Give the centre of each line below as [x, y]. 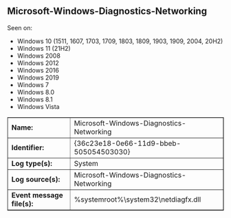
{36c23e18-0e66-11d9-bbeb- [127, 143]
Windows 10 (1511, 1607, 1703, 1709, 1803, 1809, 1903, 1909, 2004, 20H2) [120, 41]
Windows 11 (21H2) [44, 48]
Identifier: [28, 147]
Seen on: [20, 27]
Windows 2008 [38, 56]
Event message [37, 195]
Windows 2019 [38, 77]
